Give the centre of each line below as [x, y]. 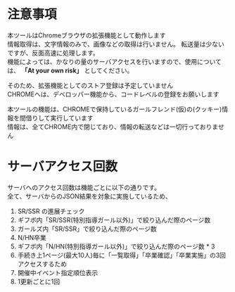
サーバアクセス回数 [63, 167]
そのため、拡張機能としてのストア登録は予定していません [90, 85]
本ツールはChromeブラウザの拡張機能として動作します [87, 35]
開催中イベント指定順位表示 [58, 272]
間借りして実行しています [56, 118]
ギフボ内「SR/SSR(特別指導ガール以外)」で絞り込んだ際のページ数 [114, 220]
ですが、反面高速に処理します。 [53, 53]
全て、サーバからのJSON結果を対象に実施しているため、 [89, 196]
